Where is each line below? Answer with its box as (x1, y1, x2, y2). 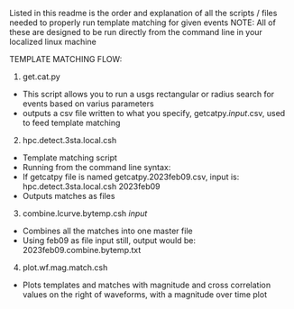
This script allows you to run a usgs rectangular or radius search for (22, 89, 275, 99)
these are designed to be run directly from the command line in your (9, 27, 263, 37)
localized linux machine (9, 36, 96, 47)
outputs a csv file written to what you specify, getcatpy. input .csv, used (22, 108, 286, 118)
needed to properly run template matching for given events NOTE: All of (9, 17, 277, 28)
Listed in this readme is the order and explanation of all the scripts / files (9, 8, 278, 18)
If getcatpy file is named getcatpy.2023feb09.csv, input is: (22, 171, 240, 182)
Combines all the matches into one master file (22, 225, 193, 236)
